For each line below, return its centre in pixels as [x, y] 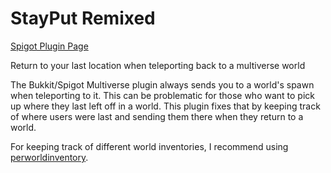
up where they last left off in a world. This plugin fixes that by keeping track [165, 106]
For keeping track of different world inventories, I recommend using [149, 146]
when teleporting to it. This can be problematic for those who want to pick [162, 95]
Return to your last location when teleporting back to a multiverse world [158, 65]
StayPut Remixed [83, 18]
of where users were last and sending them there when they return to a [157, 116]
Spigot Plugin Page [49, 46]
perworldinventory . [49, 157]
